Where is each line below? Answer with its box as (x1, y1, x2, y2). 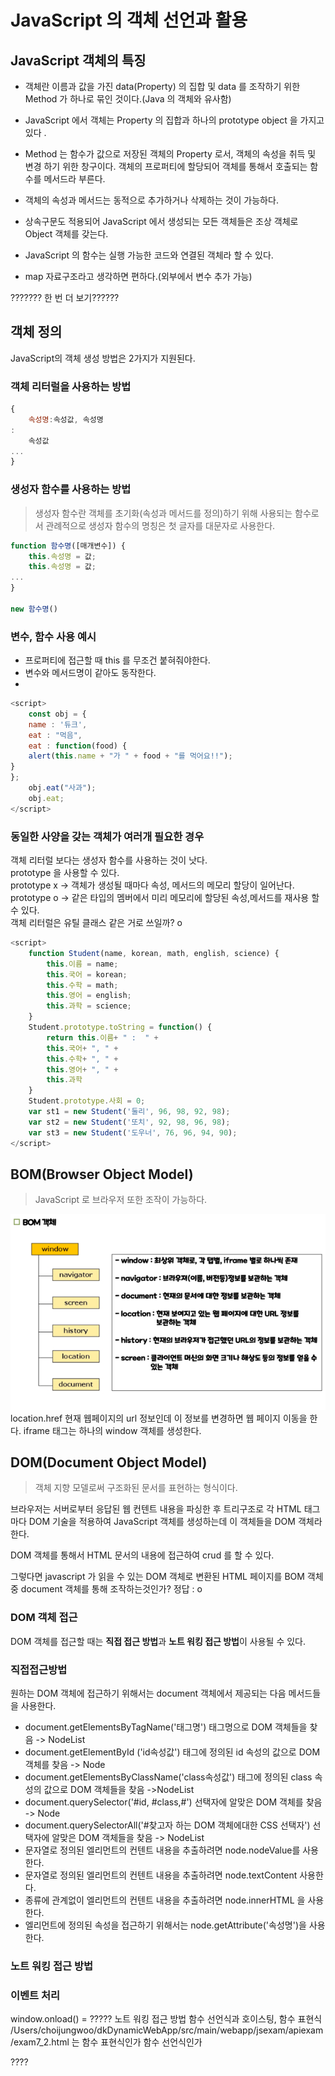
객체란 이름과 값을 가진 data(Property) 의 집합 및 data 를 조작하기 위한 (24, 81, 301, 92)
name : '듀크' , (28, 719, 88, 730)
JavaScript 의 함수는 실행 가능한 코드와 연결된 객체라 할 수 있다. (24, 249, 274, 261)
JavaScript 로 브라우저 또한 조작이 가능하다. (34, 1194, 208, 1206)
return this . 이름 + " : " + (46, 1032, 159, 1043)
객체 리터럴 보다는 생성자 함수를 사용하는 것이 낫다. (10, 854, 208, 866)
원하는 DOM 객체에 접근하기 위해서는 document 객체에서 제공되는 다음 (10, 1687, 287, 1700)
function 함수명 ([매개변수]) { (10, 541, 126, 551)
